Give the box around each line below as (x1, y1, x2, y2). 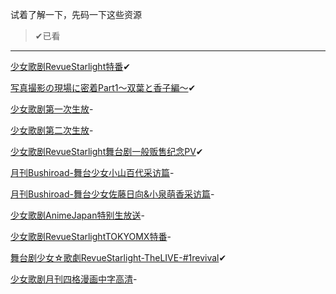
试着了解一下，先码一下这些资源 (10, 9, 142, 20)
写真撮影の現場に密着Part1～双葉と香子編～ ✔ (10, 82, 197, 93)
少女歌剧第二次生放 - (10, 124, 94, 136)
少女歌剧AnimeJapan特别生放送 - (10, 209, 145, 221)
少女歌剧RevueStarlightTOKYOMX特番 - (10, 231, 172, 242)
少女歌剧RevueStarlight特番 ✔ (10, 61, 131, 72)
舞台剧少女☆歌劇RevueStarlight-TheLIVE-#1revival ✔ (10, 252, 227, 263)
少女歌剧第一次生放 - (10, 103, 94, 115)
